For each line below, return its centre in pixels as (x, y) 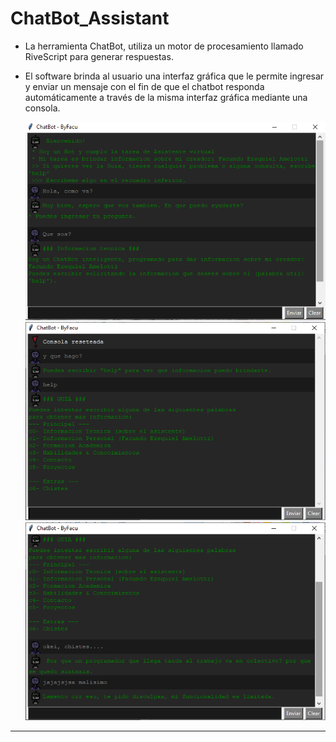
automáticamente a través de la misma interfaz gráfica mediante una (166, 97)
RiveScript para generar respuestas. (99, 56)
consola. (42, 108)
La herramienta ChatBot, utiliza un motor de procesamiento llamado (164, 46)
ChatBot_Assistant (90, 18)
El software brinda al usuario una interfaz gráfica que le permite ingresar (174, 76)
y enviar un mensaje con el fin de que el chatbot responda (144, 86)
